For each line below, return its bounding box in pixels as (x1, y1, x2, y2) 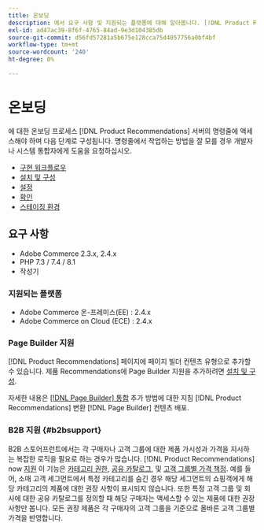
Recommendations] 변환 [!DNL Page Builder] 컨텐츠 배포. (8, 403, 190, 413)
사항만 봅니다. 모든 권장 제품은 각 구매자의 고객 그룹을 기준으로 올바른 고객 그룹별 (8, 503, 255, 513)
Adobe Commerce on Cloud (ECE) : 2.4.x (19, 316, 152, 325)
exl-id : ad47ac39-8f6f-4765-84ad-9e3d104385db (8, 26, 163, 34)
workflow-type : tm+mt (8, 41, 79, 49)
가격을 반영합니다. (8, 513, 64, 522)
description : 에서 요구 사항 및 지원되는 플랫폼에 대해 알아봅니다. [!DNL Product (8, 19, 250, 27)
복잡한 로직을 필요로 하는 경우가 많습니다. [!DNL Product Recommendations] (16, 454, 255, 463)
